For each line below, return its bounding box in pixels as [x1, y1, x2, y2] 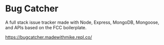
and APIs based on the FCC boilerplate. [5, 24, 87, 30]
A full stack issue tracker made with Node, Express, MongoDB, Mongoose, [5, 19, 159, 25]
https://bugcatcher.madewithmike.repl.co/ [5, 34, 92, 40]
